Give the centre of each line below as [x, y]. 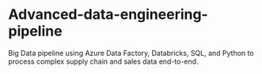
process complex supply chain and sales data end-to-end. [104, 61]
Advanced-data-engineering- [108, 15]
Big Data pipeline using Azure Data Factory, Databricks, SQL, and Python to [131, 53]
